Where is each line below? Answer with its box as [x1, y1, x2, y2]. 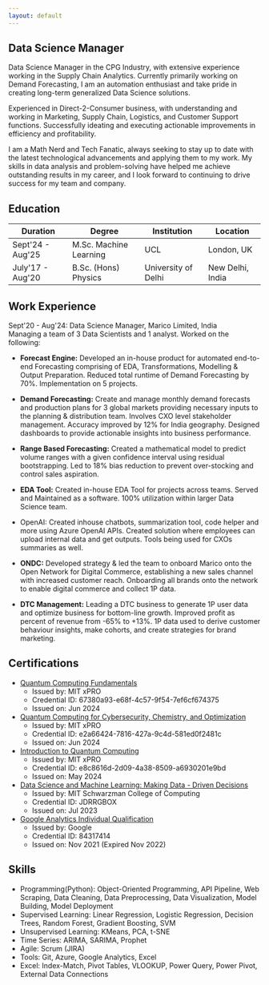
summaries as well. [19, 543, 84, 553]
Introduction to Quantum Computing [19, 746, 139, 755]
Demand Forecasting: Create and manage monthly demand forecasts [19, 394, 251, 404]
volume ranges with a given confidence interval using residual [19, 452, 225, 462]
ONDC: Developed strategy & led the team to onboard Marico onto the [19, 558, 252, 569]
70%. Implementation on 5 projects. [19, 379, 139, 388]
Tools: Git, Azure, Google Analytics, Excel [19, 952, 157, 962]
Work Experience [8, 300, 97, 313]
